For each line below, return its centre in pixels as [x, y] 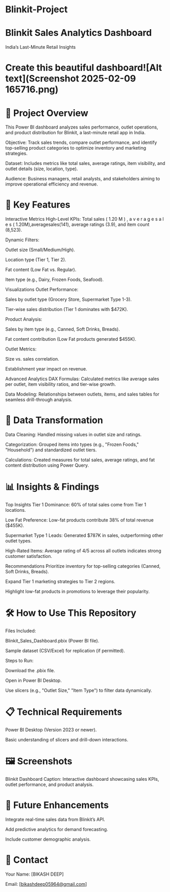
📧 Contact [27, 860]
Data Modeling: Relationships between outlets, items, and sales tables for [82, 394]
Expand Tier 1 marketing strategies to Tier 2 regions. [60, 582]
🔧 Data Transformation [54, 420]
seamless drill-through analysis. [39, 400]
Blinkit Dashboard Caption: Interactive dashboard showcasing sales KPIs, [82, 779]
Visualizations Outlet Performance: [42, 289]
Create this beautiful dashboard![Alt [84, 68]
